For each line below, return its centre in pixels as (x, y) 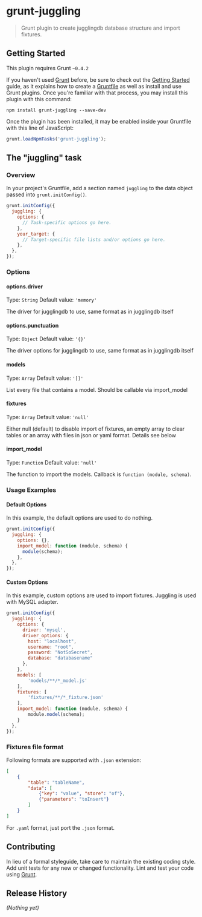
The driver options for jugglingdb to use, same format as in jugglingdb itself (100, 351)
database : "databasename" (61, 658)
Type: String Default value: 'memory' (52, 300)
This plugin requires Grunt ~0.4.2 (48, 68)
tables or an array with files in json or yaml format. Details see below (91, 435)
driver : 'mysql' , (44, 630)
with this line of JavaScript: (40, 128)
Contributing (31, 847)
